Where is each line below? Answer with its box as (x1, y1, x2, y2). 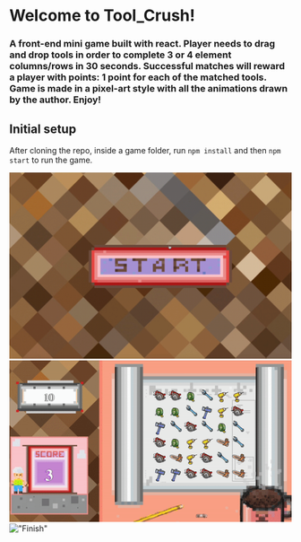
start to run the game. (9, 154, 93, 165)
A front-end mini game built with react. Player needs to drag (9, 38, 276, 50)
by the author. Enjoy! (9, 93, 101, 106)
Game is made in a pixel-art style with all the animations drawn (9, 83, 288, 95)
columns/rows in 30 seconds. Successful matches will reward (9, 60, 285, 73)
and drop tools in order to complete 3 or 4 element (9, 48, 232, 61)
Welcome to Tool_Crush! (9, 5, 195, 26)
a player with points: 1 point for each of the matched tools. (9, 71, 267, 83)
